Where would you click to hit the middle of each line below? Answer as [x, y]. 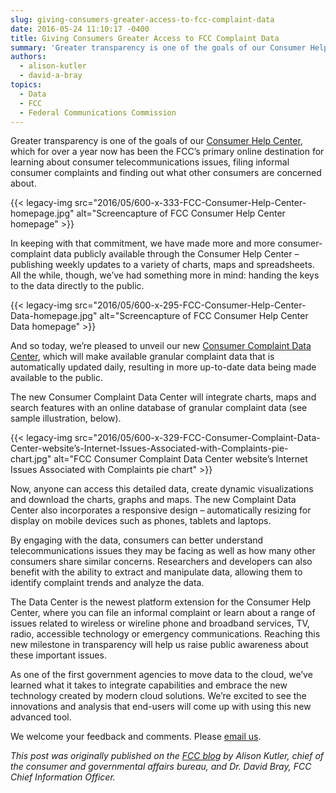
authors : [28, 57]
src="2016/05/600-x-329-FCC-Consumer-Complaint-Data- [197, 438]
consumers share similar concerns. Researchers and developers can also [161, 562]
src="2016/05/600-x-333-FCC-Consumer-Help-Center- [190, 203]
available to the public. [56, 378]
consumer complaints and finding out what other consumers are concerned [166, 173]
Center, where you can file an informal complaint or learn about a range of [163, 613]
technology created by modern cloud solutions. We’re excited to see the [158, 696]
